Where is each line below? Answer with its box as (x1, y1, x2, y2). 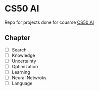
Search (11, 46, 27, 52)
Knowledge (11, 52, 35, 58)
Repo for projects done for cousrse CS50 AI (4, 19, 94, 25)
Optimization (11, 63, 38, 69)
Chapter (4, 34, 31, 42)
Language (11, 80, 33, 87)
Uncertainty (11, 58, 37, 64)
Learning (11, 69, 30, 75)
